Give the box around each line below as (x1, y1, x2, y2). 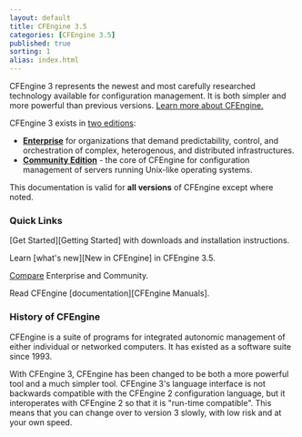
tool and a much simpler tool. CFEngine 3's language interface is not (9, 378, 267, 389)
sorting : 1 (9, 47, 51, 56)
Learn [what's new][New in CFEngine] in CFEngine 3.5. (9, 252, 216, 264)
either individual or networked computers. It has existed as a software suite (9, 340, 292, 351)
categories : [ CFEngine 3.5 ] (9, 30, 116, 39)
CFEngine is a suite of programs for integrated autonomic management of (9, 331, 286, 342)
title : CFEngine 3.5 (9, 22, 88, 31)
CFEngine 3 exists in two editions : (9, 117, 136, 128)
